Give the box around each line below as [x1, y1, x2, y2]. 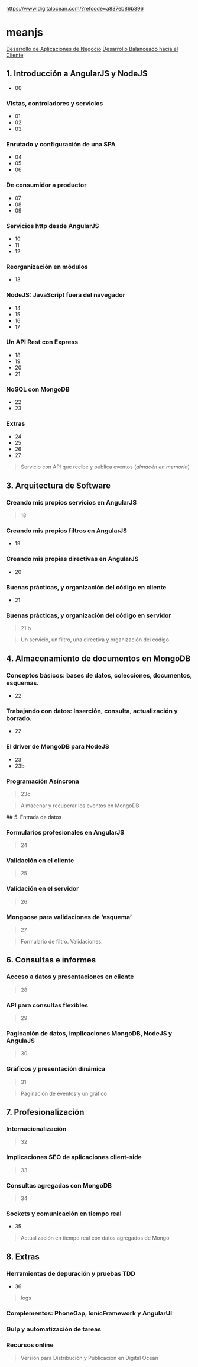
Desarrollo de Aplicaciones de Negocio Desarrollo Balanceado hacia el [6, 45, 178, 52]
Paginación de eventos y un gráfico [20, 1090, 108, 1097]
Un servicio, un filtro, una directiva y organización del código [20, 636, 170, 643]
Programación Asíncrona [6, 777, 80, 785]
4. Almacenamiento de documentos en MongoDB [6, 653, 191, 663]
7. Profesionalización [6, 1107, 85, 1117]
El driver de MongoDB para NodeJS [6, 743, 109, 751]
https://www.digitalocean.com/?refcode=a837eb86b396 [6, 5, 144, 12]
